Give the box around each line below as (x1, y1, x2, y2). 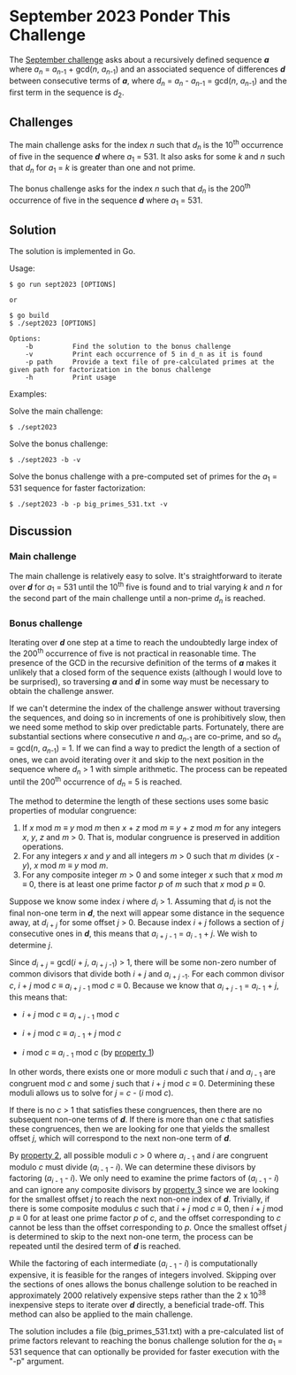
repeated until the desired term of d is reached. (9, 1241, 181, 1252)
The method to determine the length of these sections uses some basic (9, 795, 269, 807)
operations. (21, 841, 65, 852)
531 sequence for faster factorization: (9, 483, 146, 493)
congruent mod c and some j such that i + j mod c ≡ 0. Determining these (9, 1078, 276, 1088)
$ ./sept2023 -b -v (9, 456, 81, 465)
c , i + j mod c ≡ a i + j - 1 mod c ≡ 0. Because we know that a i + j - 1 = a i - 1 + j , (9, 980, 280, 993)
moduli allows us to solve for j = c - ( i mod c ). (9, 1087, 174, 1098)
